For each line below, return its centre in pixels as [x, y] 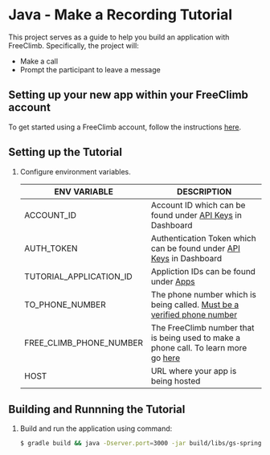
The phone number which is [204, 294]
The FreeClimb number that [202, 327]
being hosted [176, 381]
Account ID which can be [198, 205]
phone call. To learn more [199, 347]
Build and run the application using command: [96, 428]
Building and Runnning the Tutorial [97, 409]
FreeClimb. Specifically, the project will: [74, 45]
